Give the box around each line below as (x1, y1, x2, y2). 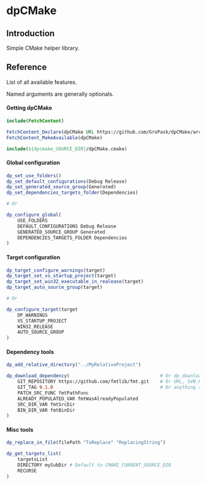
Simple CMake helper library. (6, 44, 80, 52)
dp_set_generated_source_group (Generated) (6, 184, 116, 190)
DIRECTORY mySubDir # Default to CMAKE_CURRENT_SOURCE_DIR (17, 462, 172, 468)
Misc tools (6, 426, 34, 433)
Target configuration (6, 253, 60, 261)
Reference (6, 62, 47, 72)
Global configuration (6, 159, 60, 166)
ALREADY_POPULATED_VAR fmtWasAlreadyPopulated (17, 395, 139, 402)
